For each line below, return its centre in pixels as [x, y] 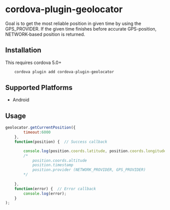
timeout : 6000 [37, 132]
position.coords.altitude [59, 160]
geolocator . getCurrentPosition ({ [40, 128]
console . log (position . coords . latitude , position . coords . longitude [95, 151]
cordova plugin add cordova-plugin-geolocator [64, 72]
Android [21, 100]
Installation [23, 50]
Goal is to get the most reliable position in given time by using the [73, 23]
